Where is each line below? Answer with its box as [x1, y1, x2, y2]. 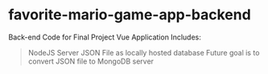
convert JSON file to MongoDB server [27, 56, 155, 66]
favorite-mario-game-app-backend [8, 6, 251, 24]
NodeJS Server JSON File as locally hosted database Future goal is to [27, 47, 260, 57]
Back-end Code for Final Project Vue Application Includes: [8, 32, 201, 42]
